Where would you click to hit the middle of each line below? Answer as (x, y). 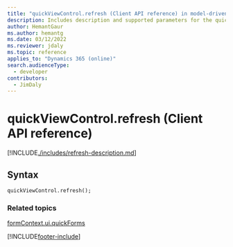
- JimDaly (27, 85)
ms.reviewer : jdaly (35, 46)
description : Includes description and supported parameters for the (110, 20)
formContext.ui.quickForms (46, 223)
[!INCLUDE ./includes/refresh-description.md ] (72, 153)
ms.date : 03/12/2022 (37, 40)
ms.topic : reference (37, 53)
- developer (31, 71)
